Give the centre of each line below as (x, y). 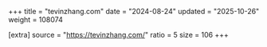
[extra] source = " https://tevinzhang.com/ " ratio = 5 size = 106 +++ (119, 35)
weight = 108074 (36, 20)
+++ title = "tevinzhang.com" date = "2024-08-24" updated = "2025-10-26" (134, 11)
